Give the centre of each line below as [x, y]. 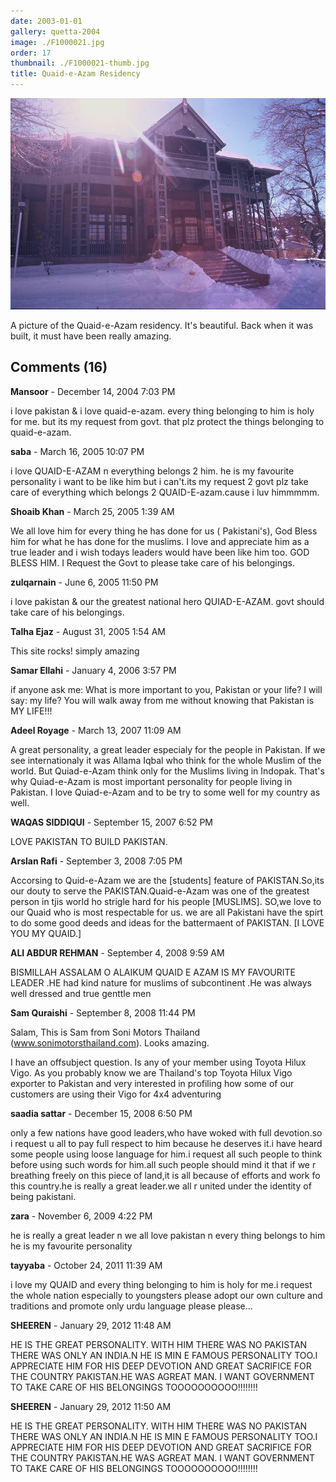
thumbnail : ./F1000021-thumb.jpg [80, 63]
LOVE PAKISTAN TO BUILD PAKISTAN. [89, 841]
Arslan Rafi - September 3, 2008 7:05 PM [96, 861]
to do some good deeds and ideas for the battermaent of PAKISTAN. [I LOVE [167, 922]
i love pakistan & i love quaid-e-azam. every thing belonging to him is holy [162, 411]
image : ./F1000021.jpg [57, 42]
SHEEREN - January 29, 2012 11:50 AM [91, 1406]
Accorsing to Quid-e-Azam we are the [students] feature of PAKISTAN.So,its [167, 880]
